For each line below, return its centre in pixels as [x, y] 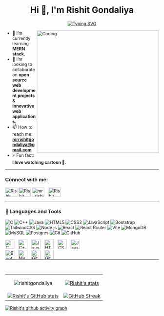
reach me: [22, 134]
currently [21, 38]
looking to [22, 64]
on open [20, 74]
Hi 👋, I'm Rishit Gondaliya [82, 10]
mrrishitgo [23, 139]
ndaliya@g [23, 145]
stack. [19, 54]
